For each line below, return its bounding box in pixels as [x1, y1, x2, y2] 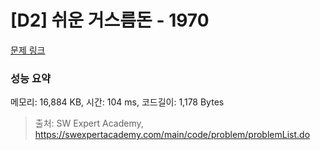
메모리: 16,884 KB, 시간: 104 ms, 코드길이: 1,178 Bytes [10, 96, 225, 108]
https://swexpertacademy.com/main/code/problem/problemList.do [34, 129, 311, 141]
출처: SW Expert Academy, [34, 117, 144, 130]
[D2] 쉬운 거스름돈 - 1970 [10, 9, 210, 32]
